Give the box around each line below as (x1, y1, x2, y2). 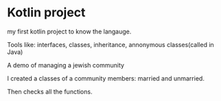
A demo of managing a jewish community (7, 61, 125, 69)
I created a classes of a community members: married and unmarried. (7, 74, 205, 83)
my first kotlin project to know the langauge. (7, 27, 132, 35)
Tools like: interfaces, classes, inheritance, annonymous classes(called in (7, 40, 214, 48)
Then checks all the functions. (7, 87, 93, 96)
